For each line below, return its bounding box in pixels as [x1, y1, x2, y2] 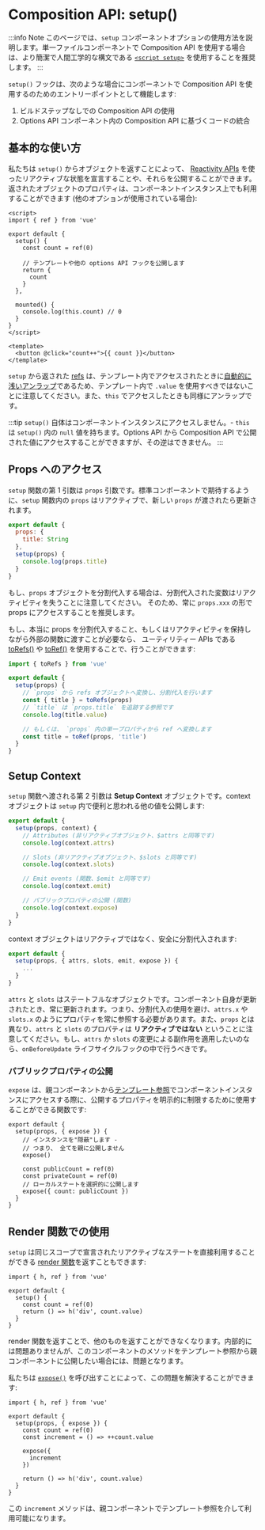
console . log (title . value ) [22, 711, 108, 719]
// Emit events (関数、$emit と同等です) [22, 875, 152, 883]
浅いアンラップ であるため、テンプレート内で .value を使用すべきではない [8, 381, 248, 390]
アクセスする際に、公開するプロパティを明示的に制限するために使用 [28, 1095, 250, 1105]
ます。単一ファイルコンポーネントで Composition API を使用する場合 [21, 42, 246, 52]
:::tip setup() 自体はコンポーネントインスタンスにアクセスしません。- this [8, 417, 250, 427]
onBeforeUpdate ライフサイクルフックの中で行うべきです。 [22, 1043, 212, 1054]
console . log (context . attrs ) [22, 839, 115, 847]
